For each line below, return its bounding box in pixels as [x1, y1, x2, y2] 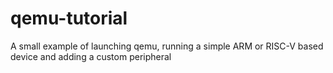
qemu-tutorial [10, 7, 128, 30]
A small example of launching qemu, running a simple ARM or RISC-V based [10, 40, 324, 52]
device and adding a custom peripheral [10, 50, 172, 62]
